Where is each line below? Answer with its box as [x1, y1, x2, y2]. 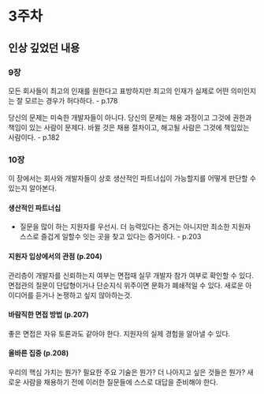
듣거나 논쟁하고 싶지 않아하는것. [35, 290, 132, 300]
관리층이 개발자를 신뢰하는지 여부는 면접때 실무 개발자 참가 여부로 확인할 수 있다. [8, 270, 255, 280]
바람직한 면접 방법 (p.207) [8, 310, 89, 320]
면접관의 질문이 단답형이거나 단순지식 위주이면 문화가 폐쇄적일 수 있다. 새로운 [8, 280, 244, 290]
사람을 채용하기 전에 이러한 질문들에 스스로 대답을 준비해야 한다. [22, 377, 218, 387]
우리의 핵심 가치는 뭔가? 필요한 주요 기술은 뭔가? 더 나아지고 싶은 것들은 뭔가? [8, 367, 246, 377]
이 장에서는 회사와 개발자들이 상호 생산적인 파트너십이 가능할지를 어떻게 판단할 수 [8, 174, 257, 183]
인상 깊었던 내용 [8, 41, 80, 54]
